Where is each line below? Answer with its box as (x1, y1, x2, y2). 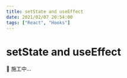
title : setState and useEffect (6, 8, 84, 15)
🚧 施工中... (6, 66, 31, 73)
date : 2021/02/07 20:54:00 (6, 14, 73, 20)
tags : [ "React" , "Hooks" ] (6, 19, 70, 25)
